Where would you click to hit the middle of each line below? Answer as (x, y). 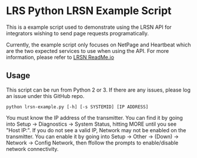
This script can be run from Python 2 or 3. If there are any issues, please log (98, 90)
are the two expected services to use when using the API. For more (88, 51)
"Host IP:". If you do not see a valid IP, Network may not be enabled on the (96, 130)
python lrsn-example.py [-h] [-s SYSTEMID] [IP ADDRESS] (77, 107)
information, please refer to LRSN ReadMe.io (60, 57)
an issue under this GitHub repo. (45, 96)
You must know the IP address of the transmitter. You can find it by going (95, 117)
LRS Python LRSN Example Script (89, 11)
